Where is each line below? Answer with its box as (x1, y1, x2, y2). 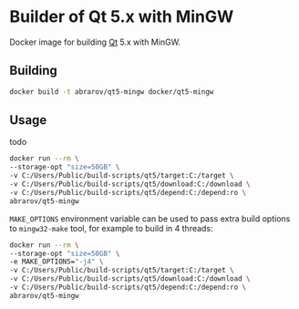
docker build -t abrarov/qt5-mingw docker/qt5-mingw (9, 87, 214, 97)
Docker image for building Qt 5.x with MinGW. (9, 36, 180, 47)
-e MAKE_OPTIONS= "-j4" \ (9, 257, 104, 266)
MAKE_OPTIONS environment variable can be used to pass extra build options (9, 212, 291, 224)
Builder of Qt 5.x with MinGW (9, 6, 234, 27)
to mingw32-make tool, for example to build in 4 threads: (9, 222, 213, 233)
